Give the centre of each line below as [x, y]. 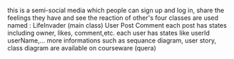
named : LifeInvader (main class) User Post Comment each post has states [117, 25]
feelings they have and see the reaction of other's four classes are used [113, 18]
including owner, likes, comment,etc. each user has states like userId [109, 33]
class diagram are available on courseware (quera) [82, 48]
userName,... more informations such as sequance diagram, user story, [112, 41]
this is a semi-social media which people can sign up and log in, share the [116, 10]
